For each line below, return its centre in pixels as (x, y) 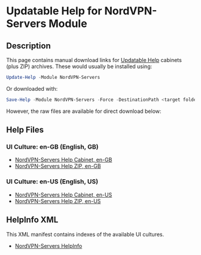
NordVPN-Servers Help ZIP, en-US (58, 201)
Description (28, 46)
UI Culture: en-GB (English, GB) (52, 147)
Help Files (25, 130)
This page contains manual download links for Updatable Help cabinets (94, 60)
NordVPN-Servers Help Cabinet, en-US (63, 195)
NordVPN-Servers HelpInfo (48, 245)
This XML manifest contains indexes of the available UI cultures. (85, 234)
